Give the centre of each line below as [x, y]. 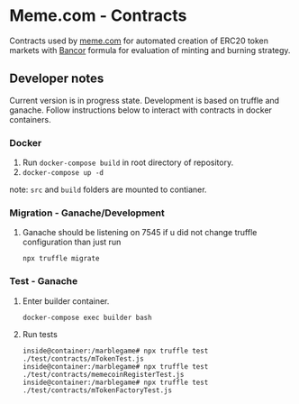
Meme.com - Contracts [98, 16]
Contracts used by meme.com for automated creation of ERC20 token [139, 41]
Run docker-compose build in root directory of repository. [128, 162]
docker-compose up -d [63, 173]
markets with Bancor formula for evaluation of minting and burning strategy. [150, 50]
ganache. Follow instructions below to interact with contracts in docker [141, 110]
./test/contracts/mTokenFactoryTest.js [97, 390]
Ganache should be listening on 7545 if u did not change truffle [140, 233]
